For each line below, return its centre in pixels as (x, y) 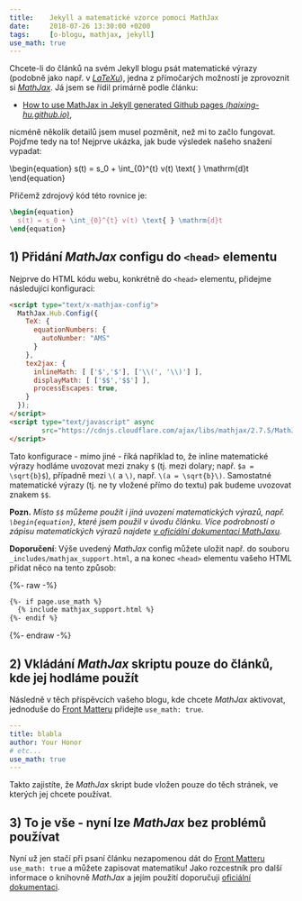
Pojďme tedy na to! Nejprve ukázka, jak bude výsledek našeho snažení (141, 141)
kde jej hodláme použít (74, 678)
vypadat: (26, 151)
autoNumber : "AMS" (76, 339)
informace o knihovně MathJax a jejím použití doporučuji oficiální (130, 878)
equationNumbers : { (69, 330)
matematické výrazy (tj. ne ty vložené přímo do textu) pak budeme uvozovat (151, 485)
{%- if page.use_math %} (56, 601)
